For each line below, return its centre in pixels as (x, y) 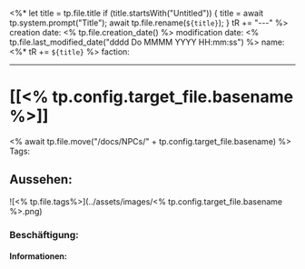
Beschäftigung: (44, 234)
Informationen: (39, 256)
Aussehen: (41, 179)
